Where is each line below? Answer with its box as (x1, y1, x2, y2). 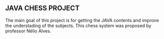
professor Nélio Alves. (5, 27, 51, 34)
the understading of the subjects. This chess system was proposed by (5, 22, 151, 28)
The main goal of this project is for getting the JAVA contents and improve (5, 17, 159, 23)
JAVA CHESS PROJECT (5, 4, 80, 12)
